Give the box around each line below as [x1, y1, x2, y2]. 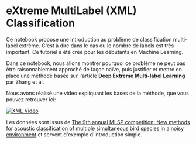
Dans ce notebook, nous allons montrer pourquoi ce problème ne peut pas [6, 60, 186, 67]
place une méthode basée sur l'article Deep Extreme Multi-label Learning [6, 72, 185, 79]
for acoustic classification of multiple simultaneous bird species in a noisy [6, 125, 184, 132]
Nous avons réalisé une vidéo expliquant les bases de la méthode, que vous [6, 90, 189, 97]
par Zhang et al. [6, 78, 44, 85]
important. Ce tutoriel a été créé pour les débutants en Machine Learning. [6, 48, 184, 55]
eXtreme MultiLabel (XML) [6, 4, 137, 18]
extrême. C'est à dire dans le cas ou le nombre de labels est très [19, 42, 174, 49]
